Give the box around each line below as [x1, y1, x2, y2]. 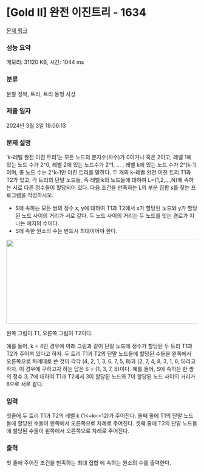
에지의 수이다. [26, 220, 59, 227]
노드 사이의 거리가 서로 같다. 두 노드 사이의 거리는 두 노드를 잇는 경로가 [21, 212, 188, 220]
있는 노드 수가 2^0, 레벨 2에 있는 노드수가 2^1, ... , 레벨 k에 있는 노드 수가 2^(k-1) [6, 161, 197, 168]
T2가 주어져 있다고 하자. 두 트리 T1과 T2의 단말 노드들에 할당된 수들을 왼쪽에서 [6, 350, 192, 358]
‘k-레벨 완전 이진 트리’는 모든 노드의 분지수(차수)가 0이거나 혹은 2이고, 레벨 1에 [6, 153, 192, 161]
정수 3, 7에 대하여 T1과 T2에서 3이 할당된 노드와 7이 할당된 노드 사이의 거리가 [12, 373, 195, 380]
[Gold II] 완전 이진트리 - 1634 [6, 5, 147, 19]
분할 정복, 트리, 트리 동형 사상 [6, 90, 76, 97]
